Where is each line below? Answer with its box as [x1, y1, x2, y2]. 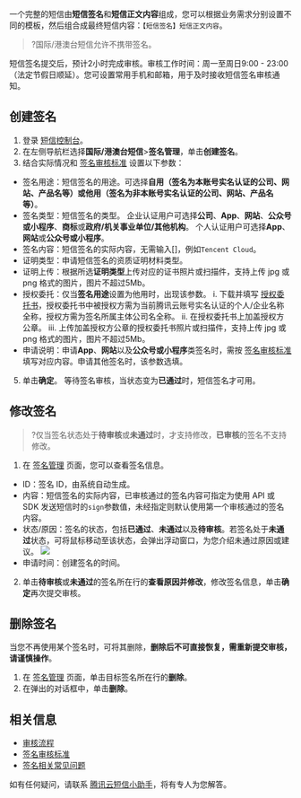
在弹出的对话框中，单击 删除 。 [21, 683, 133, 694]
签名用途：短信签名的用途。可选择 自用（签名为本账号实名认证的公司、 [21, 176, 282, 187]
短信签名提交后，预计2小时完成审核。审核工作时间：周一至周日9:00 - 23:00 [9, 58, 289, 68]
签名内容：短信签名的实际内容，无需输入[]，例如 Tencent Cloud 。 [21, 243, 262, 254]
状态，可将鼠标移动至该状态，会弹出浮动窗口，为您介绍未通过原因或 [30, 534, 282, 546]
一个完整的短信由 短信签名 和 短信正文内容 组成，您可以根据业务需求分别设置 [9, 9, 284, 19]
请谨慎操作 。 [9, 653, 56, 663]
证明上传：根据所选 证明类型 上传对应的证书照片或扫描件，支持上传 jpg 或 [21, 266, 290, 276]
